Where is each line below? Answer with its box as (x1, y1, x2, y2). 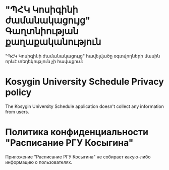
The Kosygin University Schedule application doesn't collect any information (5, 103, 164, 109)
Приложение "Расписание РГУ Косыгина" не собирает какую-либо (5, 153, 151, 160)
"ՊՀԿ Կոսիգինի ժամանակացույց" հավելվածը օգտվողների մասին (5, 52, 160, 59)
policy (5, 87, 32, 98)
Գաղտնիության (5, 26, 79, 37)
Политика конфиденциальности (5, 127, 149, 138)
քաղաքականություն (5, 36, 101, 48)
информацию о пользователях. (5, 159, 72, 165)
